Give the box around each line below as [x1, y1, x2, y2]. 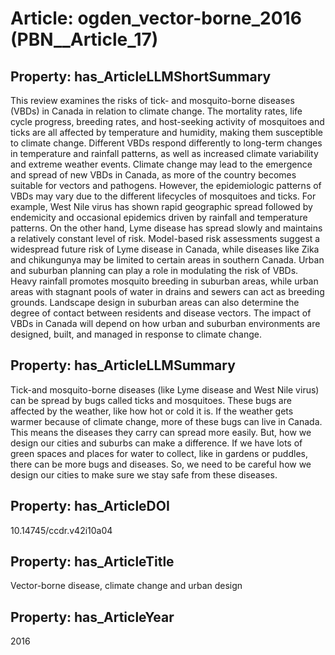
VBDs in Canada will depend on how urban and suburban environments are [10, 318, 321, 329]
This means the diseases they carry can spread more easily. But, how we [10, 426, 312, 438]
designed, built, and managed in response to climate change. [10, 328, 262, 340]
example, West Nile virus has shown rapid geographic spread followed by [10, 201, 313, 212]
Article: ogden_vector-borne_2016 [10, 7, 302, 30]
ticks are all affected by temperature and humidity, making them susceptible [10, 127, 323, 138]
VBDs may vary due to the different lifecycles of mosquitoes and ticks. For [10, 190, 317, 202]
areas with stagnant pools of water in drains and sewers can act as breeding [10, 286, 325, 297]
